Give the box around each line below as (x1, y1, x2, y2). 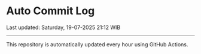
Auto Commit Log (6, 4, 95, 18)
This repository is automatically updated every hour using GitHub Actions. (6, 40, 188, 48)
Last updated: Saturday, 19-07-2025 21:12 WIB (6, 24, 121, 31)
